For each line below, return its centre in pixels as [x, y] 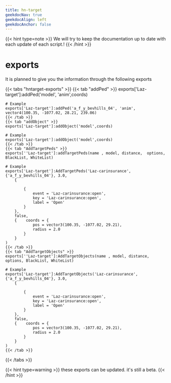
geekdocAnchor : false [28, 24]
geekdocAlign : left [26, 19]
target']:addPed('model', [31, 95]
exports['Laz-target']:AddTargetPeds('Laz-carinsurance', [68, 171]
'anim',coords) [72, 95]
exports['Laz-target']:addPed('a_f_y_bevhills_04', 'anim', [71, 109]
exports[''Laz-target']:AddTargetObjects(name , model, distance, [77, 257]
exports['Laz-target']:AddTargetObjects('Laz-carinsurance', [72, 274]
